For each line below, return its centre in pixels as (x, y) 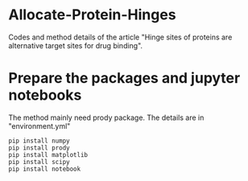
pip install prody (39, 148)
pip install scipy (39, 162)
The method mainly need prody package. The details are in (106, 117)
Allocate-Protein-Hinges (92, 15)
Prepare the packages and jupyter (124, 78)
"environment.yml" (39, 125)
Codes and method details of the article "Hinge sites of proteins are (120, 37)
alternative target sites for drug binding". (76, 45)
